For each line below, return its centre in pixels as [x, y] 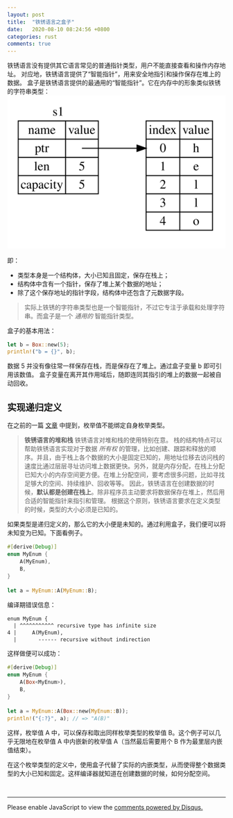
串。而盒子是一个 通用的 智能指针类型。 [80, 316]
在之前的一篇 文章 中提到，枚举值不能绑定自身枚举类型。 [88, 425]
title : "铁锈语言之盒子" [41, 22]
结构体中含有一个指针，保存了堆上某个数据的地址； [90, 284]
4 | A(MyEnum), [35, 633]
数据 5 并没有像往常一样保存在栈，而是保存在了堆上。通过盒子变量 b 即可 [112, 366]
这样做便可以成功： [35, 654]
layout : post [26, 15]
